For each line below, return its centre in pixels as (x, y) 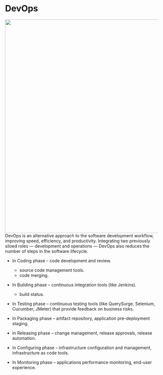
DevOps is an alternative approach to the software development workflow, (80, 235)
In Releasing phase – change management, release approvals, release (82, 333)
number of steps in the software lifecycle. (47, 251)
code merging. (34, 275)
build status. (32, 294)
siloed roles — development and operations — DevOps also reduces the (77, 246)
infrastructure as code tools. (40, 353)
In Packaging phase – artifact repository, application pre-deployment (81, 318)
